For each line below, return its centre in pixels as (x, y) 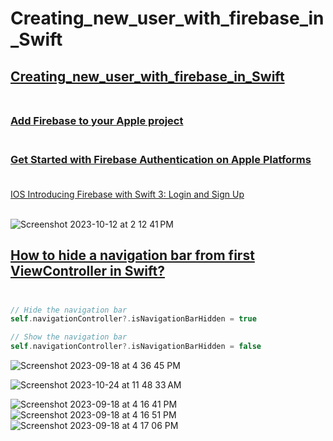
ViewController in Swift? (87, 271)
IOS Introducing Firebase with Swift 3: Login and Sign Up (127, 194)
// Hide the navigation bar (69, 310)
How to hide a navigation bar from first (132, 255)
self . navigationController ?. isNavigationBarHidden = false (136, 347)
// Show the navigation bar (69, 337)
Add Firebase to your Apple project (97, 120)
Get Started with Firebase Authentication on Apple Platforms (161, 160)
